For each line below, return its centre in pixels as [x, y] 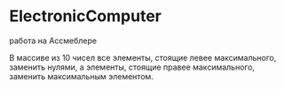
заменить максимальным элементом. [81, 76]
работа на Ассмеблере [53, 41]
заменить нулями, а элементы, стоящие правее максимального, [132, 67]
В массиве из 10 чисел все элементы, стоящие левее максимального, [143, 57]
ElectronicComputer [85, 16]
